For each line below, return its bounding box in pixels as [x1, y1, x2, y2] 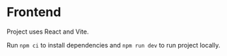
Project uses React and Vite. [6, 27, 89, 36]
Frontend [6, 4, 62, 20]
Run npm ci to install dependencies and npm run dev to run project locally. [6, 41, 221, 49]
